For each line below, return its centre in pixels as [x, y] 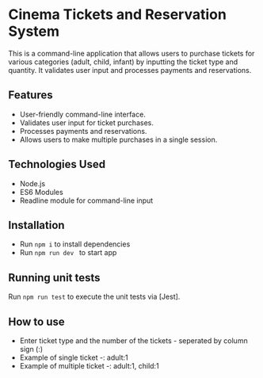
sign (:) [31, 349]
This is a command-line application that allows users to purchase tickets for [131, 53]
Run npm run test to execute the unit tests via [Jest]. [94, 297]
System [34, 31]
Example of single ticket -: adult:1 [74, 357]
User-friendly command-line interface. [83, 114]
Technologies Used [57, 164]
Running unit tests [54, 278]
